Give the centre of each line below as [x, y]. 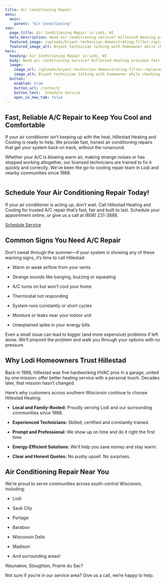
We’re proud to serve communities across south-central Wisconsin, [74, 484]
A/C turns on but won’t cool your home [52, 286]
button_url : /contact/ [37, 88]
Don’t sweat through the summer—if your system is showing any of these [80, 252]
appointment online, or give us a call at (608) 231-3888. [62, 215]
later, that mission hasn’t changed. [40, 383]
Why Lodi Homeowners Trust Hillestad [66, 360]
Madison [21, 547]
